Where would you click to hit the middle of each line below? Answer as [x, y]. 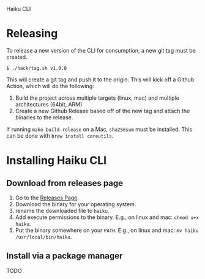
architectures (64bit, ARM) [49, 104]
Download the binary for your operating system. [76, 204]
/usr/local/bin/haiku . [43, 236]
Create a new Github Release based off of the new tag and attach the [102, 111]
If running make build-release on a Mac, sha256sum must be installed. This [99, 129]
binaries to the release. [44, 117]
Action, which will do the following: [50, 86]
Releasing [32, 34]
